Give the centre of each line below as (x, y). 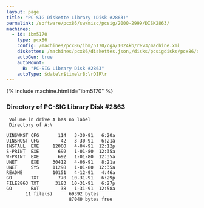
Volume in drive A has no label (50, 119)
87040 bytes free (91, 199)
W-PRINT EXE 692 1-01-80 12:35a (61, 156)
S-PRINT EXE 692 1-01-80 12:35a (61, 151)
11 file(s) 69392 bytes (62, 194)
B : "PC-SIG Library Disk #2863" (63, 68)
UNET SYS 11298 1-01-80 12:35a (61, 167)
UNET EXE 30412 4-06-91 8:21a (61, 162)
